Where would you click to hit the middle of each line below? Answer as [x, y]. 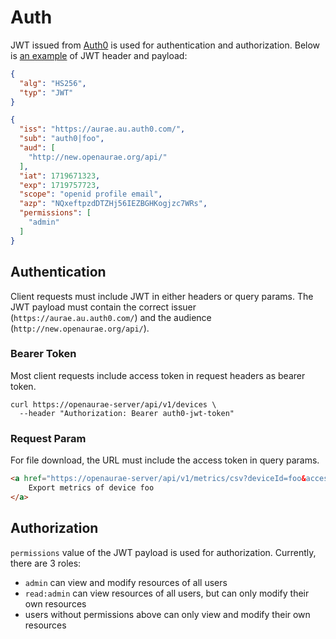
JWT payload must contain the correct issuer [103, 307]
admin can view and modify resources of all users [126, 582]
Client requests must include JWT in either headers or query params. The [162, 296]
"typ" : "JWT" [46, 92]
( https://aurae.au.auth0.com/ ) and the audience [111, 317]
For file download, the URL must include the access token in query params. [165, 460]
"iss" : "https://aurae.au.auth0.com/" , [102, 129]
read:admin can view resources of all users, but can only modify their [167, 593]
